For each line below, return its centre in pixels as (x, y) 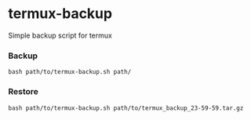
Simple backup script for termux (60, 35)
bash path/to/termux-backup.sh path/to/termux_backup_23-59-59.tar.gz (126, 108)
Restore (24, 92)
